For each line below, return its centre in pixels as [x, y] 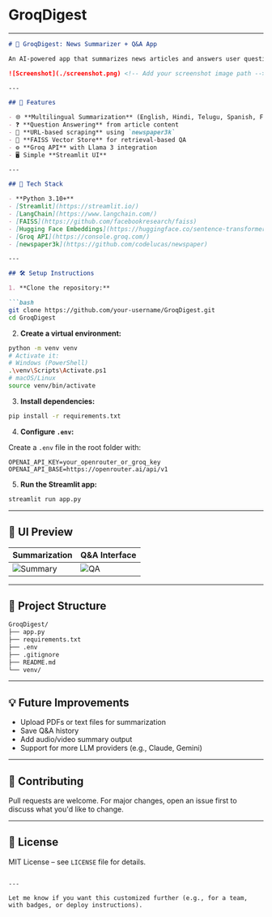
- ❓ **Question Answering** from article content [94, 125]
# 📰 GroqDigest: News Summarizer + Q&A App [83, 44]
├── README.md [32, 662]
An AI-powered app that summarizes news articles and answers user [125, 58]
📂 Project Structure [57, 606]
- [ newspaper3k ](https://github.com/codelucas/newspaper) [108, 244]
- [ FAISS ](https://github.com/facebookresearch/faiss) [103, 221]
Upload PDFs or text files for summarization [93, 722]
